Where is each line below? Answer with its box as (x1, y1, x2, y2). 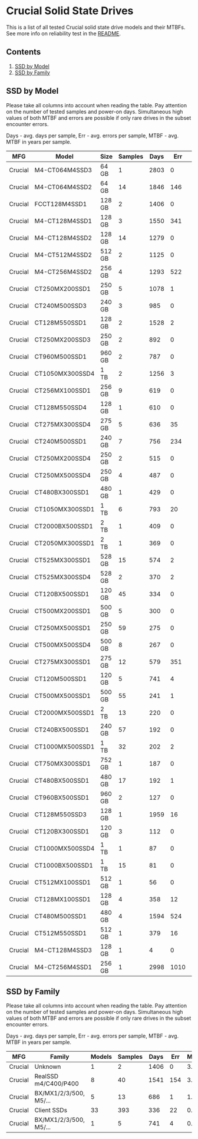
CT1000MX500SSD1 (34, 742, 95, 750)
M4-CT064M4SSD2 (34, 183, 93, 191)
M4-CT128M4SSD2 (34, 234, 93, 242)
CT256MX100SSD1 (34, 386, 91, 395)
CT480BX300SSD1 (34, 488, 90, 496)
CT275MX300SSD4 (34, 420, 91, 428)
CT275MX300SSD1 (34, 658, 91, 666)
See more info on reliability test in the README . (6, 29, 121, 37)
